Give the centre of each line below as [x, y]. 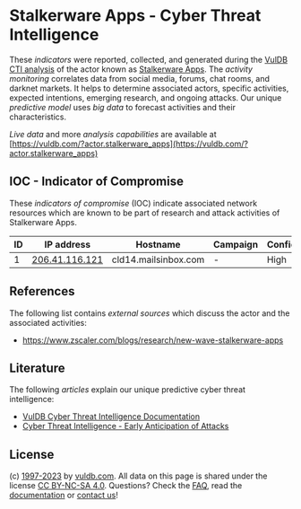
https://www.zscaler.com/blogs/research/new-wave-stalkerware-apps [153, 340]
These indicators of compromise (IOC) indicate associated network [133, 203]
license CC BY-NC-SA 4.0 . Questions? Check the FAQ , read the [126, 486]
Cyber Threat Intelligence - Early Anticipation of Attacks [125, 426]
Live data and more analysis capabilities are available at [113, 134]
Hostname [158, 244]
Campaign [236, 244]
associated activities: [48, 322]
